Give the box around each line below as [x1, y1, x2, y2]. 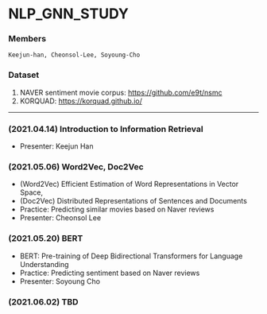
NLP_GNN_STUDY [8, 5, 129, 23]
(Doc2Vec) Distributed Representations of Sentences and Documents [19, 196, 248, 206]
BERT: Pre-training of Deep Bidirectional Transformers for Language [19, 251, 243, 261]
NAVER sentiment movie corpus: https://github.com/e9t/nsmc [19, 87, 222, 97]
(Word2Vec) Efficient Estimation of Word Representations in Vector [19, 180, 239, 189]
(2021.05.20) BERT [8, 233, 83, 244]
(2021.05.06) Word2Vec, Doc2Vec [8, 161, 145, 172]
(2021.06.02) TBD [8, 296, 79, 307]
